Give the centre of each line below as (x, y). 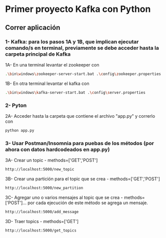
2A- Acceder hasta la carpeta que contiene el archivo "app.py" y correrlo (80, 116)
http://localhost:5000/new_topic (40, 169)
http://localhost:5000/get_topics (41, 230)
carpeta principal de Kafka (38, 54)
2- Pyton (16, 105)
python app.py (20, 130)
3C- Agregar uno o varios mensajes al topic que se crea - (64, 197)
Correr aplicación (33, 28)
